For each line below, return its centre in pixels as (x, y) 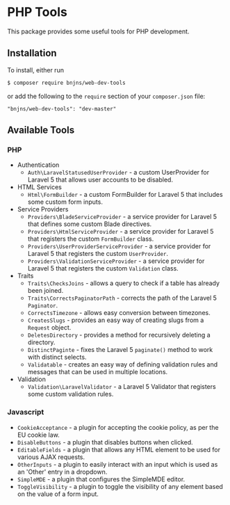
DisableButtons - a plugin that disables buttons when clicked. (105, 442)
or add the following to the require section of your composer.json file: (106, 96)
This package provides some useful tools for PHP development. (98, 31)
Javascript (26, 412)
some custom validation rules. (71, 394)
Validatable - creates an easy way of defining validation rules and (122, 364)
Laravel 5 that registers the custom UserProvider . (98, 254)
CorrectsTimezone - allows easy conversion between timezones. (119, 313)
